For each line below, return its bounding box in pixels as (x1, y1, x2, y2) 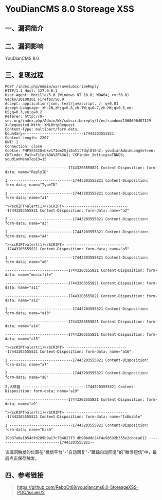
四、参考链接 (5, 471, 44, 479)
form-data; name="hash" (5, 427, 54, 432)
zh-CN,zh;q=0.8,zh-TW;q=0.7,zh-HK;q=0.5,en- (42, 106, 134, 110)
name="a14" (18, 324, 40, 328)
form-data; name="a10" (33, 389, 79, 394)
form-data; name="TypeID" (5, 182, 57, 188)
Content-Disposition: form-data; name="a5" (39, 247, 130, 252)
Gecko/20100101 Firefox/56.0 (5, 97, 64, 102)
